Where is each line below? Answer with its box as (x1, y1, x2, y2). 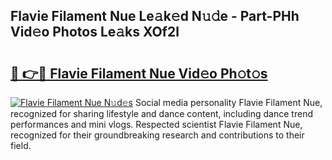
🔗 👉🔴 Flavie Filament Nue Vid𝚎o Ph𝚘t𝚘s (10, 65, 268, 82)
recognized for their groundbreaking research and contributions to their (10, 129, 305, 141)
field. (10, 140, 32, 151)
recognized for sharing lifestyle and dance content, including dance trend (10, 108, 313, 119)
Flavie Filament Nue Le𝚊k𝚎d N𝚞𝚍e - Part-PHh (10, 8, 300, 25)
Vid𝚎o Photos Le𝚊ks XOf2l (10, 24, 180, 41)
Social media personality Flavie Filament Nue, (134, 97, 323, 108)
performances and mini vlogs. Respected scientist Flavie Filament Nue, (10, 119, 303, 130)
